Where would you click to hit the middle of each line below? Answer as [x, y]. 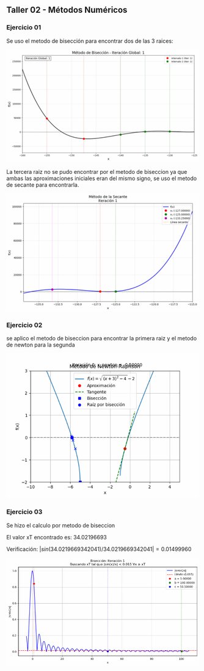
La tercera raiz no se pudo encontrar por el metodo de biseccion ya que [97, 172]
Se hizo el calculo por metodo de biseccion [61, 525]
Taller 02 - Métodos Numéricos [67, 10]
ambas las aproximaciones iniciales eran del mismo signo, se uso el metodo [102, 178]
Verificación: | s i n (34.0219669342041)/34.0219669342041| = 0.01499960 [99, 549]
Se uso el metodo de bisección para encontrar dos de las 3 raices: [90, 41]
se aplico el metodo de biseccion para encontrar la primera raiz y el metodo [102, 339]
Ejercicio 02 [24, 325]
